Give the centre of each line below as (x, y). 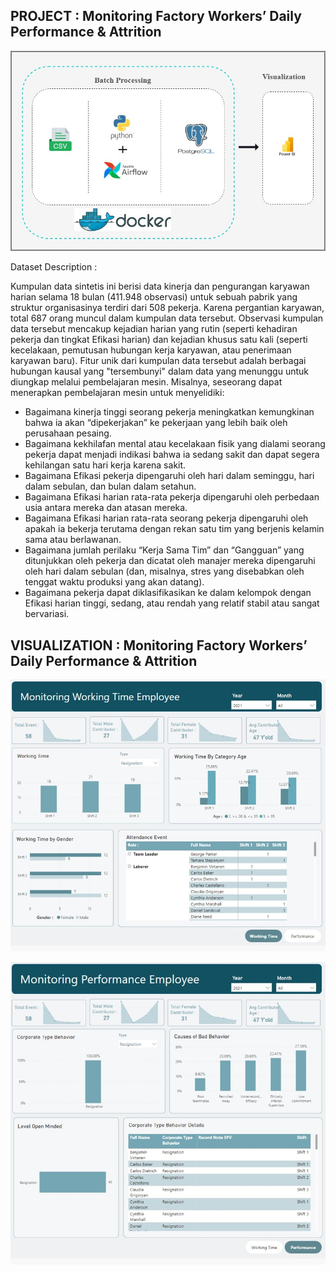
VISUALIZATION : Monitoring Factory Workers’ (159, 645)
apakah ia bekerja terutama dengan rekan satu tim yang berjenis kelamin (174, 529)
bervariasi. (47, 614)
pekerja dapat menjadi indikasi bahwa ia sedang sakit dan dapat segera (172, 455)
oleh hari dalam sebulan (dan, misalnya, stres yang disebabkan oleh (164, 571)
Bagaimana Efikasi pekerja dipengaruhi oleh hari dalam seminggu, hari (169, 476)
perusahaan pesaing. (68, 433)
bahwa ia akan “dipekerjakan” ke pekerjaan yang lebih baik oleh (156, 423)
